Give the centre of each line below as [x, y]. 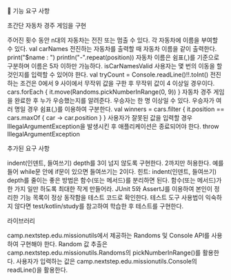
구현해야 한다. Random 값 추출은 [64, 244]
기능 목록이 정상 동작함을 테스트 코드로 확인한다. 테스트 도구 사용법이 [112, 197]
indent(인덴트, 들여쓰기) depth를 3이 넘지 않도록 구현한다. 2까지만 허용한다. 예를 [115, 163]
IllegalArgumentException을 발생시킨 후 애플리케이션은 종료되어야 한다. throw [113, 126]
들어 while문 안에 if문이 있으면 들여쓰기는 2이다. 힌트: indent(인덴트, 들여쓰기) [112, 171]
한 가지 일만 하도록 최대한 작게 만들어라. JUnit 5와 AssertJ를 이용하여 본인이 [110, 189]
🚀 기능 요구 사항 [29, 11]
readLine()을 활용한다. [38, 270]
